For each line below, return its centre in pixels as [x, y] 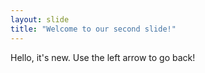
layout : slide [40, 19]
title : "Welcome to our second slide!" [93, 29]
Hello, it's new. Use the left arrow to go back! [103, 57]
